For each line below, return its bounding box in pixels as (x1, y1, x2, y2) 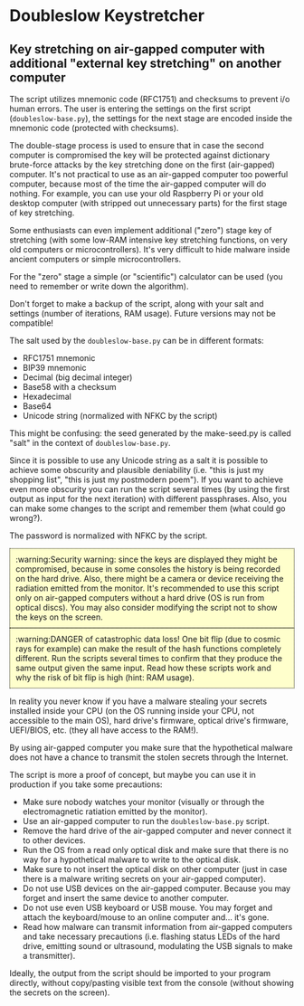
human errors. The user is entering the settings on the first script (9, 103, 252, 114)
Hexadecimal (22, 391, 72, 402)
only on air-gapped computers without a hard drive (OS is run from (15, 593, 265, 603)
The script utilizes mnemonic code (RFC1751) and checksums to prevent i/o (9, 94, 290, 104)
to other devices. (22, 835, 86, 846)
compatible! (9, 318, 54, 328)
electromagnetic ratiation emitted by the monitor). (22, 806, 208, 817)
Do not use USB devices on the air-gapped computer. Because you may (22, 883, 291, 894)
